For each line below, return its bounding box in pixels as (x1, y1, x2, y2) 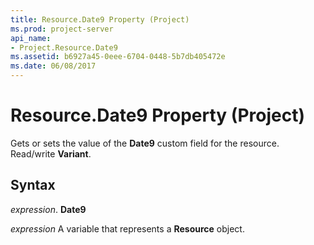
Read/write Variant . (10, 147, 92, 160)
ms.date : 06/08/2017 (10, 61, 97, 71)
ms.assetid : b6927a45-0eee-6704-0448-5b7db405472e (10, 52, 226, 62)
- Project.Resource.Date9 (10, 42, 118, 53)
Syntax (10, 177, 56, 194)
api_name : (10, 33, 52, 43)
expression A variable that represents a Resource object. (10, 222, 245, 235)
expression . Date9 (10, 203, 87, 215)
